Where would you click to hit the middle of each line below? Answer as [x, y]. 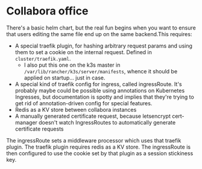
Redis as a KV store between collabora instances [76, 109]
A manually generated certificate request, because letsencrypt [93, 116]
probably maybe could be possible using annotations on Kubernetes [100, 90]
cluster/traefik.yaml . [43, 58]
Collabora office [47, 11]
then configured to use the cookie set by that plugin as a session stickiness [100, 153]
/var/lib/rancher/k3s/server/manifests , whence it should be [101, 71]
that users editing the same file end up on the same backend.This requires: [99, 34]
